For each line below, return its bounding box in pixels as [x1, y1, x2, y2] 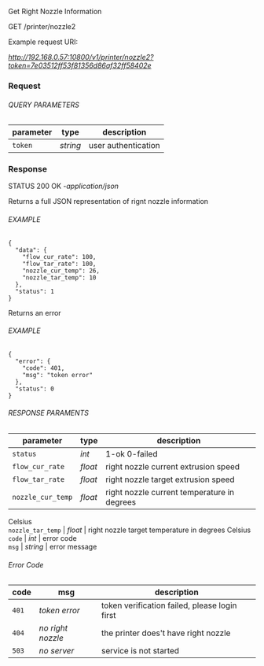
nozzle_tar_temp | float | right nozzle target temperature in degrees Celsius [8, 525, 251, 535]
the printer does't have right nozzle [101, 627, 231, 638]
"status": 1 [15, 287, 55, 295]
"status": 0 [15, 385, 55, 393]
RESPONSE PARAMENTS [8, 409, 89, 418]
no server [38, 646, 75, 657]
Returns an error [8, 308, 61, 317]
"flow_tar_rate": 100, [22, 260, 97, 268]
